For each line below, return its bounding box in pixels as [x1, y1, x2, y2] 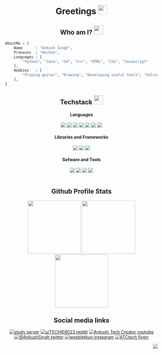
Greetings [55, 6, 97, 17]
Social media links [53, 316, 110, 324]
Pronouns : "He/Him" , [14, 50, 60, 55]
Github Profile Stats [51, 187, 112, 196]
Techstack [60, 98, 93, 106]
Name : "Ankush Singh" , [14, 45, 73, 51]
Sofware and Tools [62, 157, 101, 163]
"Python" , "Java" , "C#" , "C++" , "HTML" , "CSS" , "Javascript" [22, 59, 149, 64]
